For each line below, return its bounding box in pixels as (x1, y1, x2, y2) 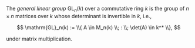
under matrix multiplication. (6, 35, 72, 42)
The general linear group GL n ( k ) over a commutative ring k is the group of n (6, 5, 190, 13)
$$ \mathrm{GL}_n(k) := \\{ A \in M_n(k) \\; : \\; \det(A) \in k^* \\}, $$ (16, 23, 181, 31)
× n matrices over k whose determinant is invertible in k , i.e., (6, 12, 152, 19)
